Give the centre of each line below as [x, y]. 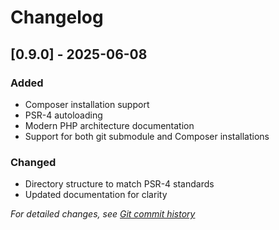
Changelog [57, 17]
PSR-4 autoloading [63, 115]
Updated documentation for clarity [96, 195]
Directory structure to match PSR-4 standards [119, 184]
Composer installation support [87, 104]
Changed [33, 162]
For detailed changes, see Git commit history [103, 214]
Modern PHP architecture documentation [109, 125]
